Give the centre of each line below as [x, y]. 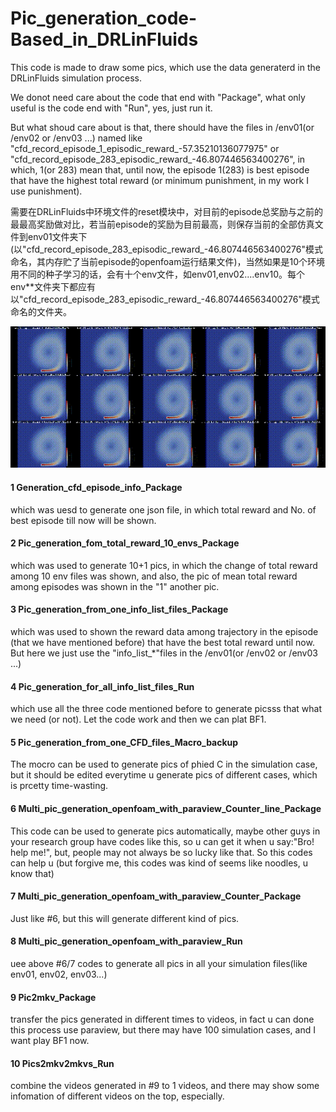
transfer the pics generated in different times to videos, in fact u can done [162, 1019]
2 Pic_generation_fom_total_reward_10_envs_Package [125, 543]
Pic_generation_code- [104, 18]
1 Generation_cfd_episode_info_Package [96, 488]
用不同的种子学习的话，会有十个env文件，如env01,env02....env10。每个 [157, 274]
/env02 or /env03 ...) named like [76, 138]
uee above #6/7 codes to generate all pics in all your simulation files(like [159, 964]
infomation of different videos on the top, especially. [117, 1096]
